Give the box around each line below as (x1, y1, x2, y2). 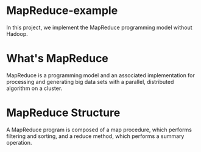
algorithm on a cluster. (6, 85, 63, 92)
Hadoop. (6, 30, 29, 37)
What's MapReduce (6, 52, 108, 66)
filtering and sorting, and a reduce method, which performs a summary (6, 132, 185, 140)
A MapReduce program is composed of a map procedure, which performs (6, 126, 192, 133)
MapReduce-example (6, 4, 118, 18)
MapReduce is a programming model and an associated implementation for (6, 71, 195, 79)
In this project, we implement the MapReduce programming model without (6, 24, 193, 31)
